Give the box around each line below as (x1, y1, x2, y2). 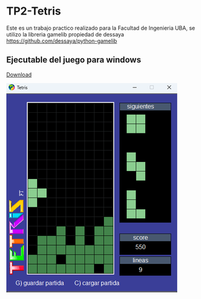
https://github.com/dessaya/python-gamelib (6, 37, 117, 44)
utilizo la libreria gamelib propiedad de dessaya (6, 30, 124, 38)
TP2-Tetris (6, 4, 61, 18)
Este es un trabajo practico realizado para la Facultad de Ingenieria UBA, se (6, 24, 196, 32)
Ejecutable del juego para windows (6, 55, 141, 65)
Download (6, 71, 32, 78)
